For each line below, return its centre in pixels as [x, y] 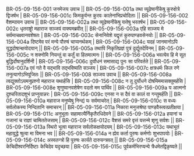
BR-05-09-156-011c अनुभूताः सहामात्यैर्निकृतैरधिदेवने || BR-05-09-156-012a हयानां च [94, 114]
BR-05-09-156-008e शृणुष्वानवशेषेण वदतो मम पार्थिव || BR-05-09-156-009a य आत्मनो [96, 88]
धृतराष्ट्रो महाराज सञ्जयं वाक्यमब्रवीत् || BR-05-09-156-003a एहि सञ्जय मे [92, 29]
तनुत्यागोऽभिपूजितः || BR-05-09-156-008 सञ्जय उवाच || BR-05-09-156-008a [89, 75]
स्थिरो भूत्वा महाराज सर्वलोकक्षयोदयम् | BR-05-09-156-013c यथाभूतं [113, 127]
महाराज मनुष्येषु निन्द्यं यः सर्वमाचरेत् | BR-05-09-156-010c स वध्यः [111, 101]
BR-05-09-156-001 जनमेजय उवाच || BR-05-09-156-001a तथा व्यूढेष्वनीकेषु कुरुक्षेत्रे [93, 9]
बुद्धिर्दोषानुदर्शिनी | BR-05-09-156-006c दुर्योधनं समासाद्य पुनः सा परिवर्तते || [80, 61]
